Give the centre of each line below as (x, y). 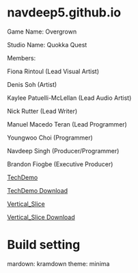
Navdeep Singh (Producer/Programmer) (63, 151)
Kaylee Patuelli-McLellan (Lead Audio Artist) (69, 98)
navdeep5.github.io (64, 13)
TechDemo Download (38, 190)
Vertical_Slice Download (41, 217)
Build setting (44, 245)
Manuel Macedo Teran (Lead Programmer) (67, 124)
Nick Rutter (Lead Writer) (42, 111)
